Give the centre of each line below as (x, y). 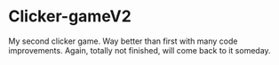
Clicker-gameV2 (70, 16)
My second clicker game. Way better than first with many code (123, 41)
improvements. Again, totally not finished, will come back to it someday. (140, 50)
